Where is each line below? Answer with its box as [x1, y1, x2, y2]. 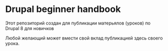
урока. [5, 40, 20, 46]
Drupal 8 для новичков [5, 25, 54, 31]
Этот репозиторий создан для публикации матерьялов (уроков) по [5, 20, 151, 26]
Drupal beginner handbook [5, 3, 121, 15]
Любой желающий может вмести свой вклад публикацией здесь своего [5, 35, 163, 41]
